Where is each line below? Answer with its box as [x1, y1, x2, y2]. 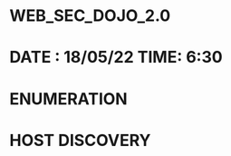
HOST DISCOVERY [9, 130, 151, 151]
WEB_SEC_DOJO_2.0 [9, 5, 171, 26]
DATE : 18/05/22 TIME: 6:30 [9, 47, 224, 68]
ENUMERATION [9, 88, 129, 109]
